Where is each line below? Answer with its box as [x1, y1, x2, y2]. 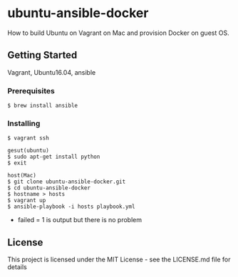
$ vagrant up [7, 197, 46, 204]
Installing [7, 118, 41, 128]
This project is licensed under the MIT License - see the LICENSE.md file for [7, 255, 231, 264]
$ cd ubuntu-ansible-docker [7, 184, 91, 192]
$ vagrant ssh [7, 135, 50, 142]
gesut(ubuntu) [7, 147, 50, 155]
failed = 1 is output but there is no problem [17, 216, 143, 224]
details [7, 263, 27, 271]
